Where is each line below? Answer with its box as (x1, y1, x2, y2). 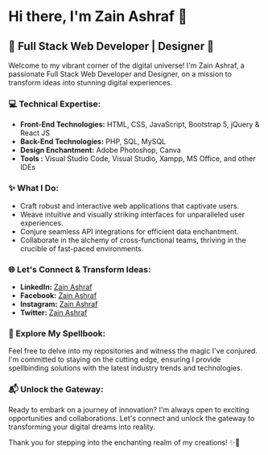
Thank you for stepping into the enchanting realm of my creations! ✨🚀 (8, 438, 241, 448)
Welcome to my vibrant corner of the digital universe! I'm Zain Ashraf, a (8, 60, 245, 70)
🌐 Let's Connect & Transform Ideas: (8, 263, 151, 275)
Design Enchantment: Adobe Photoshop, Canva (19, 145, 181, 155)
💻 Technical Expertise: (8, 98, 101, 110)
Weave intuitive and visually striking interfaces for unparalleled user (19, 209, 245, 219)
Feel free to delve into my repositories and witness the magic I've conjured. (8, 346, 258, 356)
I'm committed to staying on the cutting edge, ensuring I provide (8, 354, 221, 365)
